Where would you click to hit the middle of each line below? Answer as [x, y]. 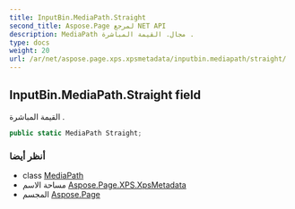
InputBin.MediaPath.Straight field [105, 95]
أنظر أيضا [27, 155]
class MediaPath [53, 175]
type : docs [30, 42]
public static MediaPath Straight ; [76, 133]
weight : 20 [30, 51]
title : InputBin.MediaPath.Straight [78, 17]
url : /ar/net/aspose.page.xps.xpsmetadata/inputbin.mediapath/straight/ [148, 59]
